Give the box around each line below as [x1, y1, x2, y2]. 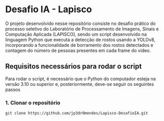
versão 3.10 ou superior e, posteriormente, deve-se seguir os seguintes [5, 81, 154, 87]
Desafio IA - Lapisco [5, 4, 92, 15]
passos [5, 86, 21, 93]
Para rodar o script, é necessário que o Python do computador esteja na [5, 75, 156, 82]
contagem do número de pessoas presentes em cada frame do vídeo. [5, 47, 151, 53]
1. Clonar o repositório [5, 99, 61, 106]
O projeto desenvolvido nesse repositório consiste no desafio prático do [5, 20, 156, 26]
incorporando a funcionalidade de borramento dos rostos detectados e [5, 42, 153, 48]
